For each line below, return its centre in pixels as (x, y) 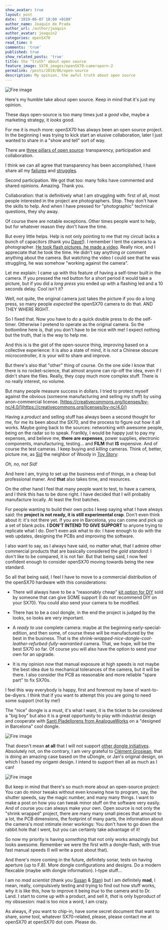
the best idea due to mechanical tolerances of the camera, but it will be (86, 669)
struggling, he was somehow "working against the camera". (67, 263)
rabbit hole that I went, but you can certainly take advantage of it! (73, 829)
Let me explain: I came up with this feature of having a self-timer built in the (83, 273)
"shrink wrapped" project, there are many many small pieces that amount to (83, 813)
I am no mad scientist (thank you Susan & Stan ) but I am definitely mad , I (80, 880)
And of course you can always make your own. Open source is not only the (83, 808)
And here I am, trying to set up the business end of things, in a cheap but (81, 474)
